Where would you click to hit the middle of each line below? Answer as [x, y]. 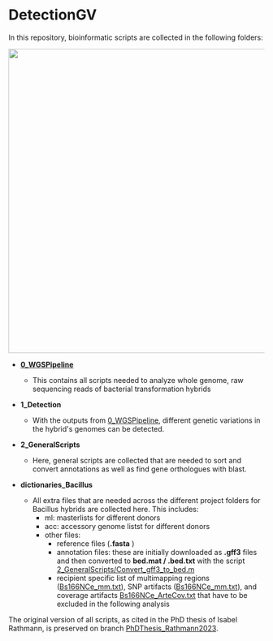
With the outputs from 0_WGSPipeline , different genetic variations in [146, 420]
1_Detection [41, 404]
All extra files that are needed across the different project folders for [146, 500]
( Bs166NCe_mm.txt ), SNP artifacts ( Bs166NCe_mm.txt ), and [157, 587]
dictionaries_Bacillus [56, 484]
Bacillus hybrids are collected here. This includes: [115, 509]
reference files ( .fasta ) [95, 543]
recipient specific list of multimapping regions [133, 578]
